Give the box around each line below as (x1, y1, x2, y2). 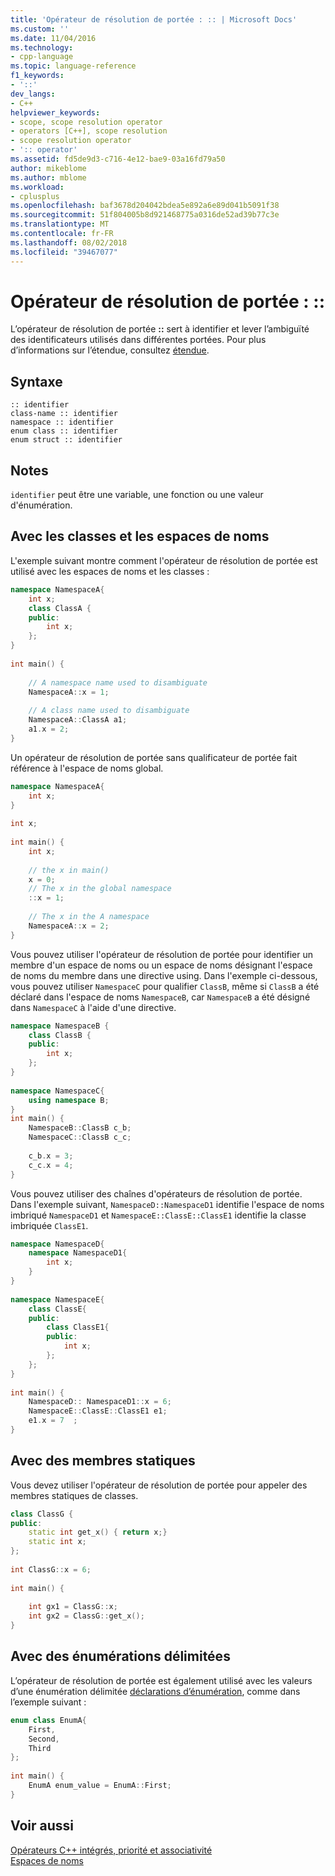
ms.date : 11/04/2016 (10, 33, 97, 43)
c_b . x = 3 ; (28, 1151, 74, 1161)
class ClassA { (28, 603, 92, 613)
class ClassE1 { (46, 1322, 110, 1333)
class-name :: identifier (10, 409, 118, 419)
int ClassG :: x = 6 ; (10, 1564, 92, 1575)
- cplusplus (10, 191, 60, 201)
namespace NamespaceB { (10, 1021, 110, 1031)
